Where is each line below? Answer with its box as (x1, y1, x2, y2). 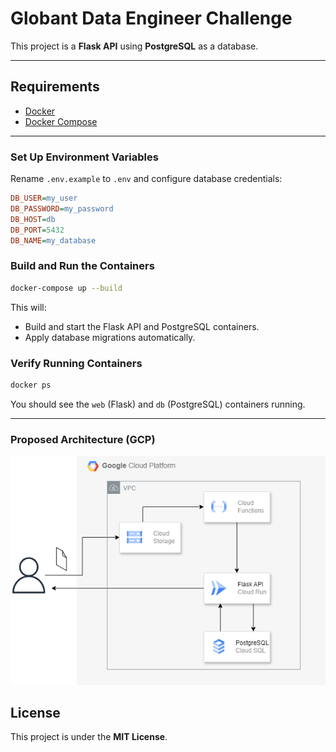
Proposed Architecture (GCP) (10, 432, 156, 446)
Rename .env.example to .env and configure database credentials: (10, 173, 283, 185)
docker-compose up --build (10, 283, 123, 293)
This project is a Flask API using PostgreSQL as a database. (10, 40, 259, 52)
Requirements (10, 78, 100, 96)
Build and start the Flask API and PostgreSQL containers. (24, 320, 260, 332)
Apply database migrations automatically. (24, 331, 196, 343)
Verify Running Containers (10, 356, 143, 370)
